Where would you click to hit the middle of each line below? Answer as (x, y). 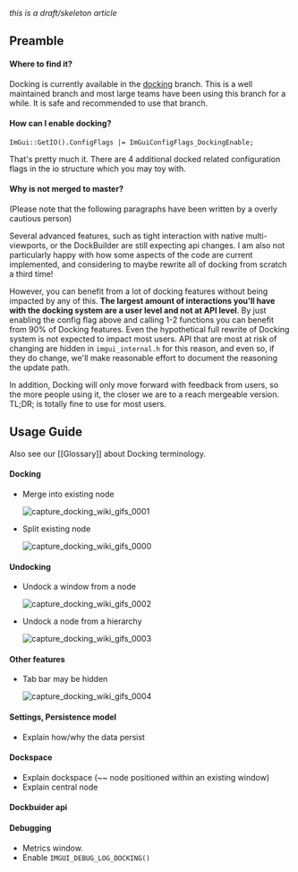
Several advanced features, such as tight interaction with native (127, 236)
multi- (256, 236)
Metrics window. (52, 848)
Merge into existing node (68, 494)
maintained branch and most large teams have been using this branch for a (148, 93)
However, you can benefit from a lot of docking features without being (139, 291)
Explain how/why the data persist (84, 737)
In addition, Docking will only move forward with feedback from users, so (144, 385)
